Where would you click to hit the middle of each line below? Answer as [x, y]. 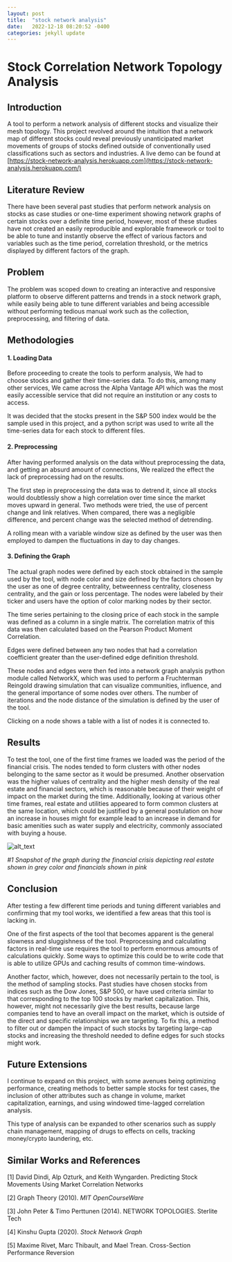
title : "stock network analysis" [57, 20]
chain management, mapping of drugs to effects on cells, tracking [101, 1131]
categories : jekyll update [46, 33]
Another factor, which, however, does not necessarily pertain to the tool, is [113, 976]
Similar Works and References [74, 1160]
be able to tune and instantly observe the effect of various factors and [107, 236]
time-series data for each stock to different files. [76, 431]
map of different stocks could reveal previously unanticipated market [106, 138]
